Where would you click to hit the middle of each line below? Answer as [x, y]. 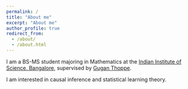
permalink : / [22, 12]
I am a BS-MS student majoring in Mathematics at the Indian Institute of [94, 61]
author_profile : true [33, 28]
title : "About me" [29, 17]
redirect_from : [25, 34]
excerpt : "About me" [32, 23]
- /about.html [29, 45]
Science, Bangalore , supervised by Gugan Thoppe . [69, 68]
